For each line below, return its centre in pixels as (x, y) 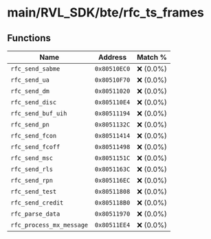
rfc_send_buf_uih (39, 114)
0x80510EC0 (113, 69)
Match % (152, 57)
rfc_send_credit (37, 203)
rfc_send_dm (30, 91)
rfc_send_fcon (34, 136)
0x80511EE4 (113, 225)
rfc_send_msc (32, 158)
